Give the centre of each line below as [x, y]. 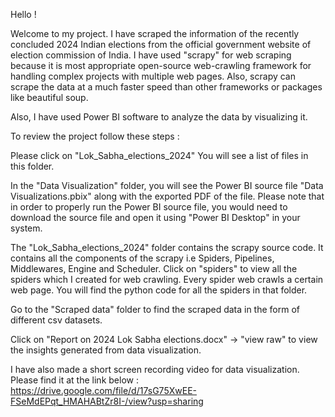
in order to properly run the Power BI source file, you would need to [149, 207]
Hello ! [23, 14]
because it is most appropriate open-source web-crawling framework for [161, 65]
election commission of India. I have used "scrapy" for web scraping [151, 55]
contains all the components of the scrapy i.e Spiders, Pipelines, [142, 258]
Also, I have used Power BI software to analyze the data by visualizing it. [159, 117]
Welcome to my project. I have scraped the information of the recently [155, 33]
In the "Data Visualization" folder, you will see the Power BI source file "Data [167, 185]
